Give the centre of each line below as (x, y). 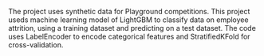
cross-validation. (36, 45)
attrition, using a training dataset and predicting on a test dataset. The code (132, 28)
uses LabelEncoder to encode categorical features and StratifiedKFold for (129, 36)
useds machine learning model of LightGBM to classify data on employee (128, 20)
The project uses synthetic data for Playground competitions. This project (129, 11)
